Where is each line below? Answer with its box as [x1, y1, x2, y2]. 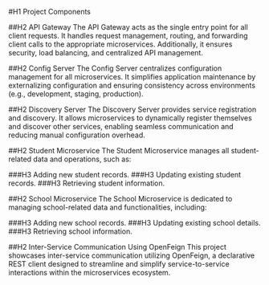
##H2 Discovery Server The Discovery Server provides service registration [8, 104, 257, 114]
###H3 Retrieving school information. [8, 226, 132, 236]
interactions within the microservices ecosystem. [8, 268, 171, 277]
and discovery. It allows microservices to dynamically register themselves [8, 113, 253, 123]
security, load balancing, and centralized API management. [8, 48, 203, 57]
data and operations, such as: [33, 154, 132, 164]
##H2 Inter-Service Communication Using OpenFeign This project [8, 242, 226, 251]
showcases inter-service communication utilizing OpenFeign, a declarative [8, 250, 255, 260]
